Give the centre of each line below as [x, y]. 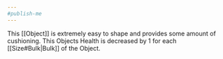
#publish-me [24, 14]
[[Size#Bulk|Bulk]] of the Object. [54, 48]
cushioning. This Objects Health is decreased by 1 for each [92, 41]
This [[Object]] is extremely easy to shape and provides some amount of [112, 33]
